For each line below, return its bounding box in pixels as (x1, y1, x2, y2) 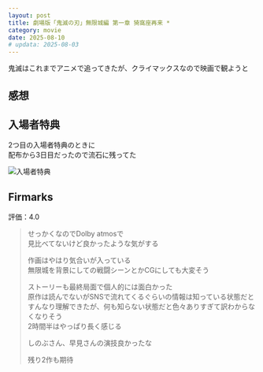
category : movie (8, 26, 61, 34)
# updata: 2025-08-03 (8, 41, 80, 49)
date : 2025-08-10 (8, 33, 65, 42)
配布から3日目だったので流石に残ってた (8, 151, 136, 160)
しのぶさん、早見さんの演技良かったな (27, 338, 152, 348)
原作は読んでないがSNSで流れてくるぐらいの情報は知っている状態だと (27, 292, 254, 302)
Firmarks (8, 190, 54, 203)
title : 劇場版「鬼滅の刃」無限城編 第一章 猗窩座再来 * (8, 19, 171, 27)
